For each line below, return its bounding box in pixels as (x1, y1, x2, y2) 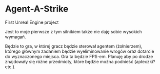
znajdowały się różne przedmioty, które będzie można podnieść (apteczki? (5, 59, 156, 64)
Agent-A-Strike (5, 3, 69, 15)
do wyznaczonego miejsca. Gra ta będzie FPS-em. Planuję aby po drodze (5, 53, 153, 59)
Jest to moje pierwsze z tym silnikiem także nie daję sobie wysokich (5, 29, 142, 34)
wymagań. (5, 34, 26, 40)
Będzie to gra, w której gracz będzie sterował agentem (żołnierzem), (5, 43, 142, 49)
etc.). (5, 64, 16, 70)
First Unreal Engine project (5, 19, 59, 25)
